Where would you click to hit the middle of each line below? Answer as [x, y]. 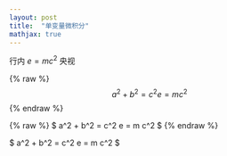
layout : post [33, 17]
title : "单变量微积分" [49, 26]
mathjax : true [36, 34]
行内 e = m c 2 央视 [42, 61]
